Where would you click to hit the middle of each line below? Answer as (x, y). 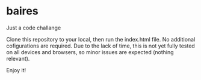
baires (22, 11)
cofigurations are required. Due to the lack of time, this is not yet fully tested (101, 46)
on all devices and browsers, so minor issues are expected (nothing (90, 52)
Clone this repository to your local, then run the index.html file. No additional (101, 39)
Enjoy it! (16, 70)
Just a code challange (34, 28)
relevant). (18, 58)
